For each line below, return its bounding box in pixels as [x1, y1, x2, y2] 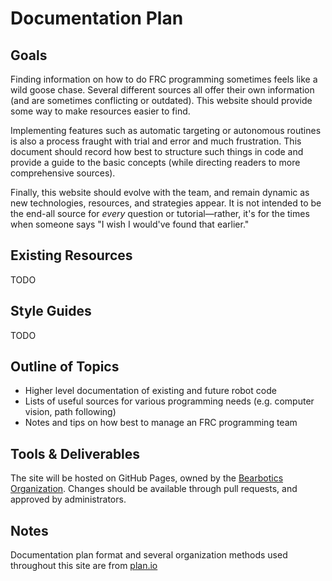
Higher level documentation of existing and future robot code [24, 385, 277, 397]
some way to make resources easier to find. [10, 105, 191, 117]
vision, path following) [24, 406, 117, 418]
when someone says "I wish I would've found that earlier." [10, 218, 250, 230]
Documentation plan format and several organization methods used [10, 549, 288, 561]
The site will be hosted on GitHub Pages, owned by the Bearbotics [10, 472, 284, 484]
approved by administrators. [10, 493, 127, 506]
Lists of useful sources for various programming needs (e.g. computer [24, 395, 315, 407]
